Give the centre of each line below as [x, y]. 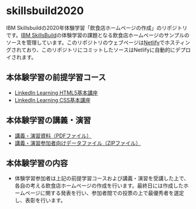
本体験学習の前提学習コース [56, 77]
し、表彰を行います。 [40, 200]
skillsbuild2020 [45, 11]
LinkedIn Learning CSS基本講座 [53, 100]
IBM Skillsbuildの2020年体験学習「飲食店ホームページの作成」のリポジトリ [97, 28]
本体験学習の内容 [37, 163]
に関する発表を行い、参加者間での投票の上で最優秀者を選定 [112, 193]
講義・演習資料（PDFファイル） [53, 136]
